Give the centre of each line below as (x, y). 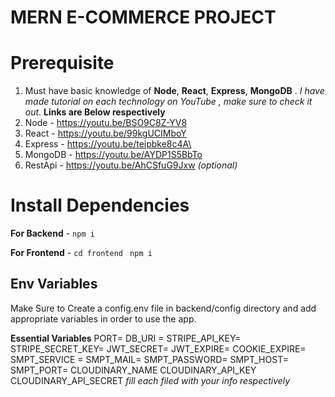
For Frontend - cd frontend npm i (81, 253)
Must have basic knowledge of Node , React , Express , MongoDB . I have (174, 91)
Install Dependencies (100, 205)
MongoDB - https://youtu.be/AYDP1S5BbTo (113, 155)
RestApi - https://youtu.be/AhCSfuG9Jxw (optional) (131, 165)
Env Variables (54, 284)
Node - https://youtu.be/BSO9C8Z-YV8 (106, 123)
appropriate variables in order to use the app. (103, 318)
